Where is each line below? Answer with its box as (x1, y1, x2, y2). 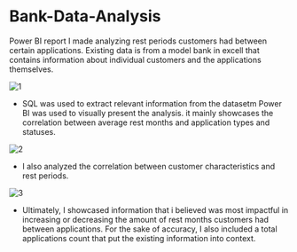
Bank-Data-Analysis (9, 6, 161, 27)
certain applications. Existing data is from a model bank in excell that (9, 44, 260, 55)
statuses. (21, 126, 56, 137)
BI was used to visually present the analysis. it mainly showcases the (21, 107, 274, 118)
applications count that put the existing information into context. (21, 232, 256, 243)
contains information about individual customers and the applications (9, 54, 262, 65)
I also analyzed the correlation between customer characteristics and (21, 161, 276, 171)
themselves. (9, 64, 54, 75)
